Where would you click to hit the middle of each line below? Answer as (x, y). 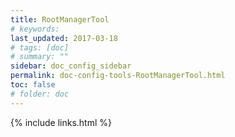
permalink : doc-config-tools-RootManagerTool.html (118, 76)
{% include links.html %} (61, 122)
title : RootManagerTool (60, 19)
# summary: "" (40, 57)
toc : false (33, 85)
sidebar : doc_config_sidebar (71, 66)
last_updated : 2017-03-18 (64, 38)
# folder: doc (40, 94)
